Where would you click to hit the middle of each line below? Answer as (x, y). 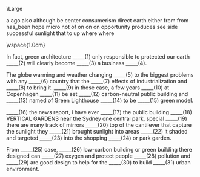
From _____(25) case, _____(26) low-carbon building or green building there (99, 150)
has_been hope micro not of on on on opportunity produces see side (92, 27)
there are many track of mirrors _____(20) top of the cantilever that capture (99, 125)
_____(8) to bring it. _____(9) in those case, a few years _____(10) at (88, 88)
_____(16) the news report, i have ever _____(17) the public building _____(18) (99, 112)
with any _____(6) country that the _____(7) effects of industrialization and (97, 81)
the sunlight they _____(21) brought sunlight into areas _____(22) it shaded (97, 131)
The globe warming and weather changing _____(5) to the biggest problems (100, 75)
